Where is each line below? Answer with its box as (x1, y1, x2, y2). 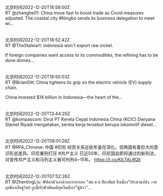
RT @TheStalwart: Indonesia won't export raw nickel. (5, 43, 114, 48)
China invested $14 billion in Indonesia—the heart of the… (5, 94, 122, 100)
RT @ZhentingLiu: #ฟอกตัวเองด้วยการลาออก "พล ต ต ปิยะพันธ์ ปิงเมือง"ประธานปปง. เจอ (5, 179, 157, 185)
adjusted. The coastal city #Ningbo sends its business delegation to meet (5, 15, 155, 21)
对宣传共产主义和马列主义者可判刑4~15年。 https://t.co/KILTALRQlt (5, 157, 141, 162)
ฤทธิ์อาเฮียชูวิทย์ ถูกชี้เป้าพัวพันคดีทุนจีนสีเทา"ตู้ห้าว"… (5, 185, 91, 190)
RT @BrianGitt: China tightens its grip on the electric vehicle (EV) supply (5, 79, 152, 85)
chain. (5, 85, 18, 90)
